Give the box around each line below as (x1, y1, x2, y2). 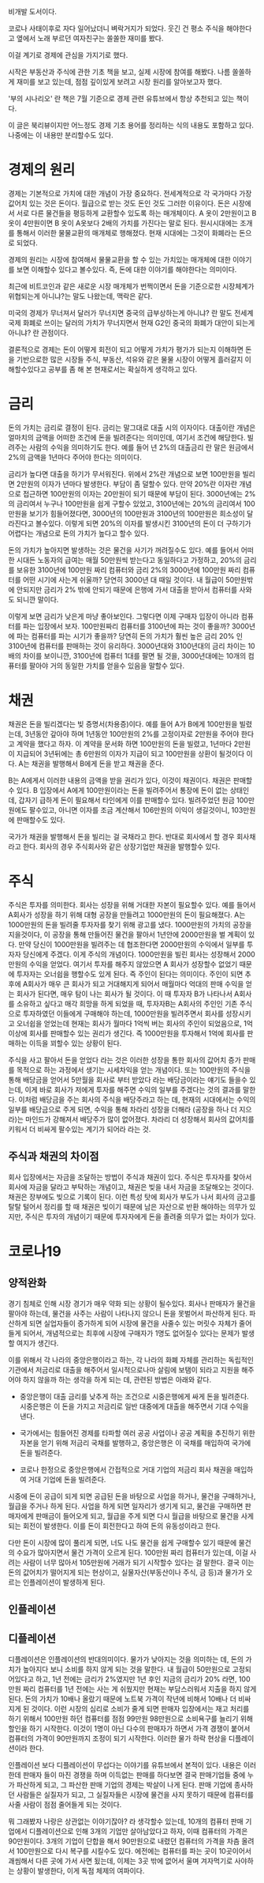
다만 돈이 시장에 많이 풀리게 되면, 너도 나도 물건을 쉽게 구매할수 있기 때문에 (8, 1538, 237, 1547)
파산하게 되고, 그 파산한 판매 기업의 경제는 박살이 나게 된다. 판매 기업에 (16, 1779, 232, 1789)
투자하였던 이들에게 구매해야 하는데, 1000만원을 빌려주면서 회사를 (22, 1009, 225, 1018)
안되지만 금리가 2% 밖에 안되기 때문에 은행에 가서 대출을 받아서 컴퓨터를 (16, 584, 238, 594)
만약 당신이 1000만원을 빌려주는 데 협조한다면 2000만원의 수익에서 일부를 (18, 939, 246, 949)
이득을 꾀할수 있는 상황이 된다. (28, 1038, 122, 1047)
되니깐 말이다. (16, 594, 59, 604)
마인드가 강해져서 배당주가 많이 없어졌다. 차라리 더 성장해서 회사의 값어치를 (24, 1114, 255, 1124)
